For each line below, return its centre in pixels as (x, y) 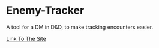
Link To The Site (26, 38)
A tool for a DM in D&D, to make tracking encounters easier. (80, 27)
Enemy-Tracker (45, 10)
